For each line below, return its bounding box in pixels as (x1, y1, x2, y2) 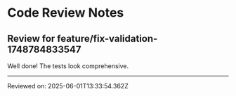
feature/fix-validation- (57, 33, 158, 45)
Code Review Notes (7, 5, 124, 21)
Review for (7, 33, 55, 45)
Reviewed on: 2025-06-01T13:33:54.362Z (7, 82, 129, 90)
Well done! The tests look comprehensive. (7, 62, 129, 70)
